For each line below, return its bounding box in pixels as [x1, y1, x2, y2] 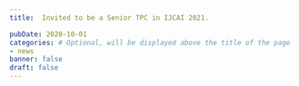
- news [9, 46, 35, 55]
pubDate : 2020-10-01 [9, 29, 88, 39]
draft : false [9, 63, 59, 72]
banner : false [9, 55, 64, 64]
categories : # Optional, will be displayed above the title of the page [9, 38, 291, 47]
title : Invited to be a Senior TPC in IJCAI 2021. [9, 13, 209, 23]
